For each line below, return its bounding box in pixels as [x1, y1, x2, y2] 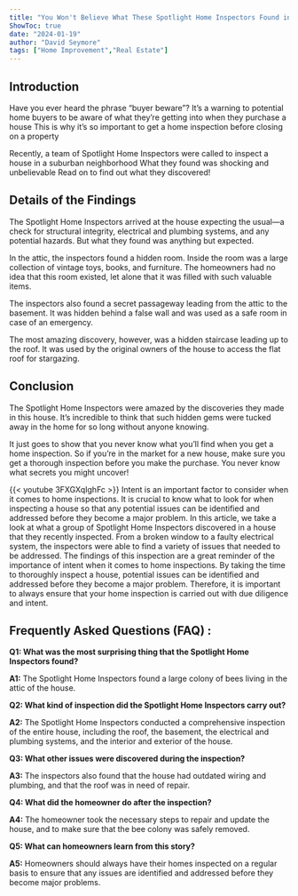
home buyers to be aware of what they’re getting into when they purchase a [9, 112, 286, 123]
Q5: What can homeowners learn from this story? [9, 841, 195, 852]
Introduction [9, 79, 80, 94]
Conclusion [9, 379, 74, 394]
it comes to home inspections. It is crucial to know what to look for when [9, 493, 274, 504]
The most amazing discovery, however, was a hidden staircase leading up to [9, 334, 288, 345]
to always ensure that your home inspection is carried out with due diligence [9, 588, 289, 598]
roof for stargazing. [9, 353, 80, 364]
